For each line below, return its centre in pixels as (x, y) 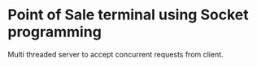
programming (55, 32)
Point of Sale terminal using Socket (128, 15)
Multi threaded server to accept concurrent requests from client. (116, 54)
